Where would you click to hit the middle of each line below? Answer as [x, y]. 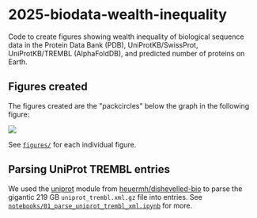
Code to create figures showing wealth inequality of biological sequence [126, 36]
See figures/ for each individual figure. [72, 144]
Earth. [18, 62]
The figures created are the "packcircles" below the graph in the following [129, 105]
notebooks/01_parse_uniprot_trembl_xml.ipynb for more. [100, 205]
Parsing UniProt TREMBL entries [89, 169]
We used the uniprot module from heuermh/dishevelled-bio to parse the [125, 189]
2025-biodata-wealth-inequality [118, 15]
